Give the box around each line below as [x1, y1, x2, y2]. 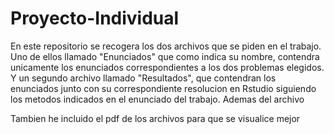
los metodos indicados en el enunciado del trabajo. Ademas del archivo [10, 93, 305, 105]
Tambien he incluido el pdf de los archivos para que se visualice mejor [10, 112, 301, 124]
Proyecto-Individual [10, 7, 180, 30]
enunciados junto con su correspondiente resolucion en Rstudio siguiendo [10, 82, 317, 94]
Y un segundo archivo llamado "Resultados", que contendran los [10, 72, 277, 84]
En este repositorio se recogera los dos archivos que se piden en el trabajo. [10, 40, 322, 52]
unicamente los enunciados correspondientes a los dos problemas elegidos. [10, 61, 325, 73]
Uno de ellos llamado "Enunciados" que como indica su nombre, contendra [10, 50, 320, 62]
